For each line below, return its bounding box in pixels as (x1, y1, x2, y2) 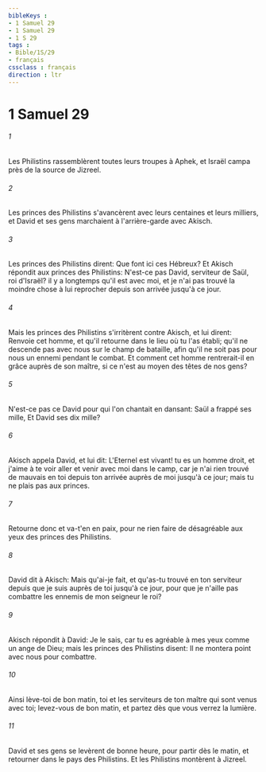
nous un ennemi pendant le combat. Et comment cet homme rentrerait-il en (8, 353, 255, 362)
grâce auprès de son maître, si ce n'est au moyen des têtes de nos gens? (8, 361, 248, 371)
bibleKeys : (8, 11, 48, 20)
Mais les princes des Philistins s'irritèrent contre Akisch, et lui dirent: (8, 327, 232, 337)
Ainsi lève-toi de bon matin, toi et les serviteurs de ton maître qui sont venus (8, 694, 257, 704)
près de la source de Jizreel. (8, 165, 102, 175)
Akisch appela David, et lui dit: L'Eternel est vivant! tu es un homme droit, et (8, 455, 256, 466)
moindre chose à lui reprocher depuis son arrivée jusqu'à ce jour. (8, 284, 222, 294)
